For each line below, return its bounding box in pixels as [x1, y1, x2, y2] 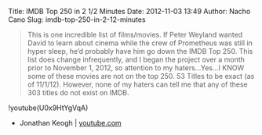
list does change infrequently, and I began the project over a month [27, 55, 246, 64]
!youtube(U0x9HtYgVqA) [8, 103, 89, 112]
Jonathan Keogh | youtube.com [19, 119, 122, 127]
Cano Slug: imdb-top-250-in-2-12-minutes [8, 15, 147, 24]
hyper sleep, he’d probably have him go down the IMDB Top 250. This [27, 47, 253, 55]
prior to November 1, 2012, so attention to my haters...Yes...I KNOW [27, 63, 245, 73]
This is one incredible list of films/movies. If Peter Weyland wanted [27, 30, 243, 39]
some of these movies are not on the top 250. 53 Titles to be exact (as [27, 72, 255, 80]
